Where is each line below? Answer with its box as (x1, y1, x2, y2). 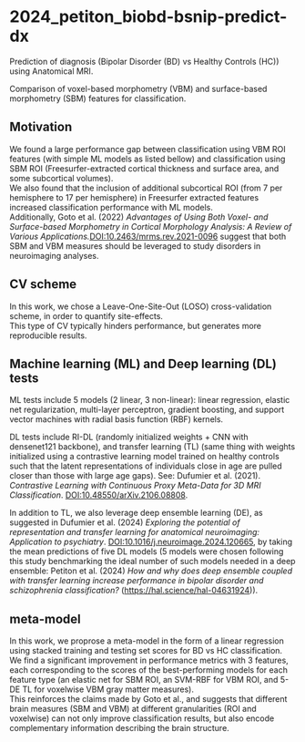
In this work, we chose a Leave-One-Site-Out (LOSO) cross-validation (9, 301, 272, 312)
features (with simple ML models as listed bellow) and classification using (9, 153, 286, 164)
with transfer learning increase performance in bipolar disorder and (9, 575, 264, 586)
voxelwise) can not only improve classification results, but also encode (9, 713, 275, 724)
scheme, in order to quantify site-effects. (9, 310, 164, 321)
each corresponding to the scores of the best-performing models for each (9, 665, 289, 675)
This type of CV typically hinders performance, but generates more (9, 320, 262, 331)
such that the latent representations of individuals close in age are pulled (9, 460, 282, 471)
